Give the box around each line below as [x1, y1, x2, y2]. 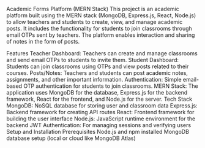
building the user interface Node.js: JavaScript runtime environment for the [6, 115, 196, 122]
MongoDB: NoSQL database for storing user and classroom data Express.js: [6, 102, 198, 109]
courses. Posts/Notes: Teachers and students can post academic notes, [6, 69, 188, 76]
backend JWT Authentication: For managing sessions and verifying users [6, 122, 192, 128]
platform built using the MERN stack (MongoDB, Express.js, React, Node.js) [6, 12, 196, 19]
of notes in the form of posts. [6, 38, 80, 45]
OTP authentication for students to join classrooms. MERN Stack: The [23, 82, 199, 90]
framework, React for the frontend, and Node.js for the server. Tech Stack [6, 95, 193, 103]
